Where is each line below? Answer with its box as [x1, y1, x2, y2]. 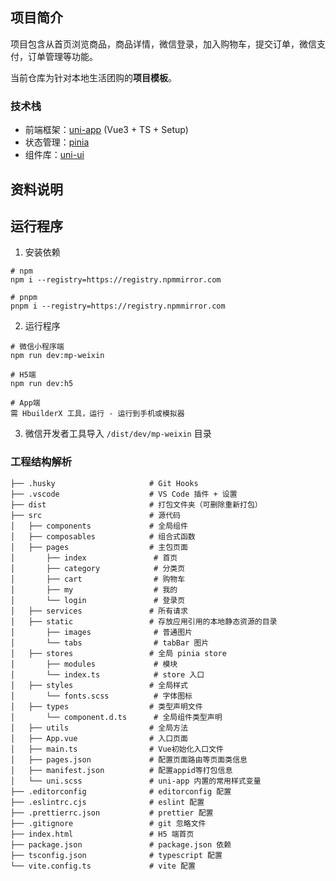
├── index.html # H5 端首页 [10, 829, 195, 839]
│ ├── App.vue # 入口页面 [10, 733, 188, 743]
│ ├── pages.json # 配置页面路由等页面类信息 [10, 754, 248, 765]
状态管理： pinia [24, 136, 90, 148]
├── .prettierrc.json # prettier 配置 [10, 808, 214, 818]
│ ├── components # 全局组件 [10, 521, 188, 531]
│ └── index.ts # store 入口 [10, 669, 205, 680]
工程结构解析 [10, 455, 73, 469]
